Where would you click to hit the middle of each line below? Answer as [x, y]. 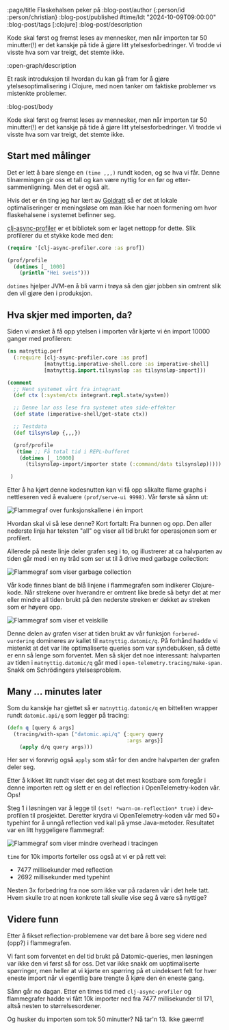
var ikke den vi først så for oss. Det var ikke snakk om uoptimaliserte [103, 964]
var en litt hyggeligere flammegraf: [56, 830]
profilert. [19, 538]
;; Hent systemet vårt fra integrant [67, 389]
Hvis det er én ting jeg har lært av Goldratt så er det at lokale [92, 200]
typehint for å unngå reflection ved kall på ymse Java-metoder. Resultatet [111, 823]
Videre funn [33, 919]
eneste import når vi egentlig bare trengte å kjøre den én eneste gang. [106, 978]
